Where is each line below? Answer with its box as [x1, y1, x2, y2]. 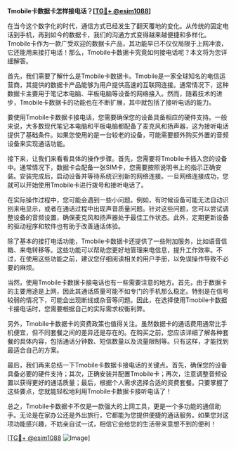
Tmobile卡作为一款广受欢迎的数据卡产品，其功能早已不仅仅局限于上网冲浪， [7, 39, 228, 48]
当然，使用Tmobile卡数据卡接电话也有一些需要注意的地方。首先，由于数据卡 [7, 278, 228, 287]
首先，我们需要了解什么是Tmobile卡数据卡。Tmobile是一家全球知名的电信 [7, 72, 220, 80]
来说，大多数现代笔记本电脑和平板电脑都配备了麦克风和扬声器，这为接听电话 [7, 122, 229, 130]
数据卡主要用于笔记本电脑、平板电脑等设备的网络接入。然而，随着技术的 [7, 89, 216, 98]
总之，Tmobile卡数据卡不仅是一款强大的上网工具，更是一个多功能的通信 [7, 402, 216, 410]
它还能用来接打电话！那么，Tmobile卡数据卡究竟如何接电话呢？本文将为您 [7, 48, 221, 56]
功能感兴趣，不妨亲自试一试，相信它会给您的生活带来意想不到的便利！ [13, 419, 216, 428]
